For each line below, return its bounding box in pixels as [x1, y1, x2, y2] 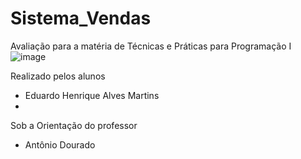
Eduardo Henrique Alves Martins [24, 89, 160, 101]
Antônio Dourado [24, 138, 96, 151]
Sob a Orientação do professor [10, 119, 138, 131]
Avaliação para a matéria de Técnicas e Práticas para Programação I [10, 40, 292, 52]
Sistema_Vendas [10, 7, 152, 30]
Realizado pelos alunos [10, 70, 106, 82]
